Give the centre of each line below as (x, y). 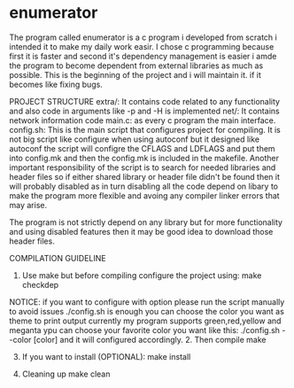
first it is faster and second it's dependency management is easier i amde (143, 56)
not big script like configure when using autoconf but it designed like (134, 139)
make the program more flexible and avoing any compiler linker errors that (145, 195)
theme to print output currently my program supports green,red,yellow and (145, 321)
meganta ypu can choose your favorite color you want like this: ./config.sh (145, 330)
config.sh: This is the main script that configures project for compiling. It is (145, 129)
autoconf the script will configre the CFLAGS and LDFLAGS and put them (143, 148)
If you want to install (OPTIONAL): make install (106, 356)
